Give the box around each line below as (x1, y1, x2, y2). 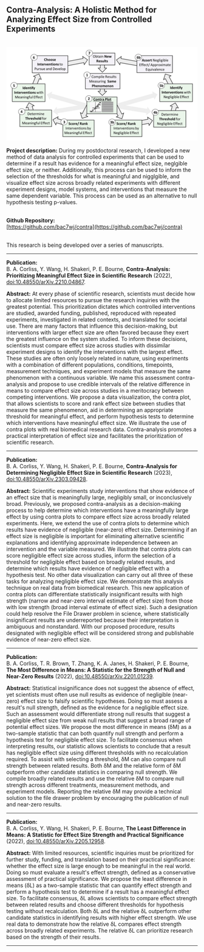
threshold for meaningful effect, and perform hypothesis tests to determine (6, 413, 194, 420)
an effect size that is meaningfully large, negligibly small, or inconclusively (6, 494, 192, 501)
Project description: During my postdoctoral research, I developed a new (6, 147, 190, 154)
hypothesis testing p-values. (6, 198, 78, 205)
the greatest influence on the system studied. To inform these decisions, (6, 335, 188, 342)
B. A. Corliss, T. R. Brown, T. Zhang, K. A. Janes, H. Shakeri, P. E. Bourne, (6, 660, 189, 667)
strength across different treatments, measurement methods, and (6, 781, 170, 788)
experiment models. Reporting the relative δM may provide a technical (6, 787, 182, 795)
